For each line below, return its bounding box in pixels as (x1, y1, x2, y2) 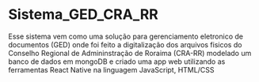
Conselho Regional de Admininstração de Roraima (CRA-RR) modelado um (8, 48, 252, 58)
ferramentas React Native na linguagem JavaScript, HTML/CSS (8, 65, 215, 74)
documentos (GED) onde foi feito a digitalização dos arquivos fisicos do (8, 39, 242, 49)
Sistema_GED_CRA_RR (8, 6, 158, 24)
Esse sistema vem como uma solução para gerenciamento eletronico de (8, 32, 244, 41)
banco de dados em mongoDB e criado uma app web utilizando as (8, 57, 226, 66)
